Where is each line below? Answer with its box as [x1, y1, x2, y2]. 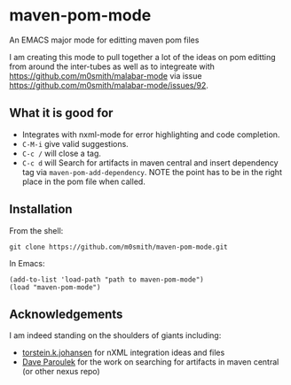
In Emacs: [9, 258, 45, 268]
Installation [9, 202, 73, 217]
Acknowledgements [9, 306, 123, 321]
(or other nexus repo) [21, 366, 100, 377]
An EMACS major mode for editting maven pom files [9, 35, 200, 45]
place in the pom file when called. [21, 176, 146, 187]
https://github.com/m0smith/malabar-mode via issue [9, 70, 202, 81]
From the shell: [9, 225, 64, 235]
